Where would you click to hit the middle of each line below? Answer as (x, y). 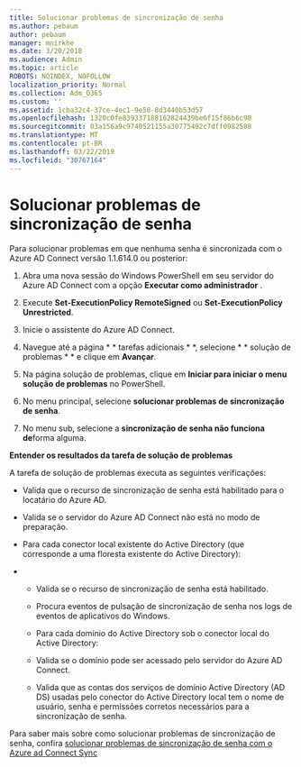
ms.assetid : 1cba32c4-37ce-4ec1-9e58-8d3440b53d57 (106, 110)
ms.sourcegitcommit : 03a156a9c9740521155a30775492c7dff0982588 (131, 127)
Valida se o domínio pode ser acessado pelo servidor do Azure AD (159, 661)
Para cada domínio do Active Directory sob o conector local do (153, 634)
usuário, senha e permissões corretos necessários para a (142, 707)
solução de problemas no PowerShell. (94, 384)
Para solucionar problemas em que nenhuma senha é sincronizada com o (146, 249)
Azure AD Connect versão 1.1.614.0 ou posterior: (99, 259)
